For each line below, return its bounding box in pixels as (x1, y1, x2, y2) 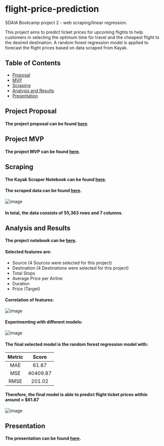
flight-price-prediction (5, 3, 99, 15)
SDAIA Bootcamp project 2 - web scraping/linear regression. (5, 20, 127, 25)
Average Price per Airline (12, 275, 63, 281)
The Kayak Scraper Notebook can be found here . (5, 176, 107, 182)
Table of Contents (5, 59, 61, 67)
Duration (12, 280, 30, 286)
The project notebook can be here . (5, 238, 77, 244)
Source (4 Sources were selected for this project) (12, 260, 112, 266)
